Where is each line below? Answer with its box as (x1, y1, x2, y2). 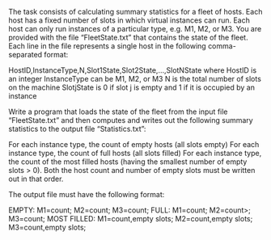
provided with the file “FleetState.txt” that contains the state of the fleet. (8, 32, 248, 42)
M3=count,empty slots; (8, 222, 87, 232)
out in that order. (8, 174, 64, 183)
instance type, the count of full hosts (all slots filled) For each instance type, (8, 149, 262, 158)
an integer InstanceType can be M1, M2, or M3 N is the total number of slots (8, 74, 261, 83)
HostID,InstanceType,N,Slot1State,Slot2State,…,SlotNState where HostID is (8, 65, 257, 75)
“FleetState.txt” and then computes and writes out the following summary (8, 116, 253, 124)
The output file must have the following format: (8, 190, 165, 199)
